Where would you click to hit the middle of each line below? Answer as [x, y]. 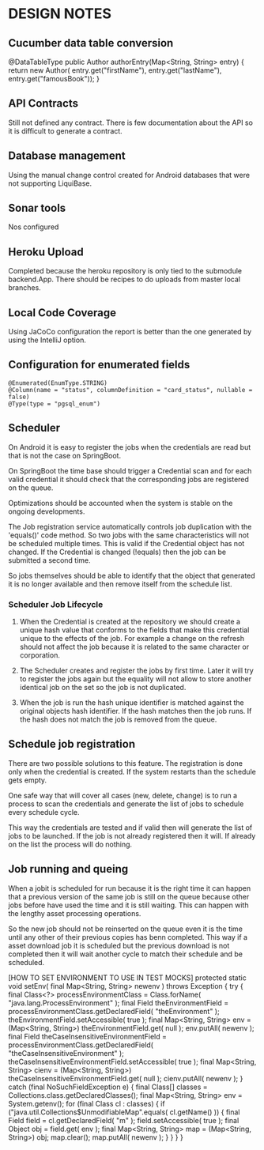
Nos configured [34, 227]
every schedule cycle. [44, 812]
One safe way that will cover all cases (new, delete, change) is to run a [123, 795]
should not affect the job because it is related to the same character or [134, 647]
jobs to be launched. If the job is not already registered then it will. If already [132, 835]
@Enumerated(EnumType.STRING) [58, 383]
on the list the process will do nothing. [70, 844]
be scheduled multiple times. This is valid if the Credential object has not [126, 543]
